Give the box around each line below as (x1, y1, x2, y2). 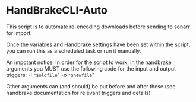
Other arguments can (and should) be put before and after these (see (6, 82, 176, 90)
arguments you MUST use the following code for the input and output (6, 65, 176, 72)
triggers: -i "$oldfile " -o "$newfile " (6, 71, 95, 78)
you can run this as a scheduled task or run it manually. (6, 47, 141, 54)
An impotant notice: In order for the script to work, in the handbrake (6, 59, 172, 66)
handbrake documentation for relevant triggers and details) (6, 89, 151, 96)
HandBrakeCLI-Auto (6, 4, 108, 17)
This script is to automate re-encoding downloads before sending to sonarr (6, 23, 190, 30)
